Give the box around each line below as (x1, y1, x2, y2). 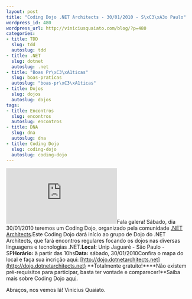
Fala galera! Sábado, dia (117, 218, 176, 226)
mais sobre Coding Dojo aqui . (6, 275, 79, 282)
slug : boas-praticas (11, 75, 62, 81)
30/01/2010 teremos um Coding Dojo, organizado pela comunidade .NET (6, 224, 183, 232)
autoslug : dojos (11, 97, 51, 102)
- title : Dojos (6, 86, 44, 92)
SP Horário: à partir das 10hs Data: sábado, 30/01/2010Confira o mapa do (6, 250, 184, 257)
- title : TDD (6, 36, 38, 42)
